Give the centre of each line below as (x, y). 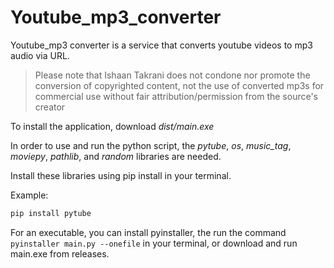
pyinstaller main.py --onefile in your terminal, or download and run (154, 243)
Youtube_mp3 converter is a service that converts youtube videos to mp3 (161, 45)
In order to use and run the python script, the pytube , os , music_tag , (151, 145)
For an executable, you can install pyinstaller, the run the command (148, 232)
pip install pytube (51, 213)
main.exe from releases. (60, 253)
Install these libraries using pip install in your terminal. (121, 175)
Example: (29, 195)
